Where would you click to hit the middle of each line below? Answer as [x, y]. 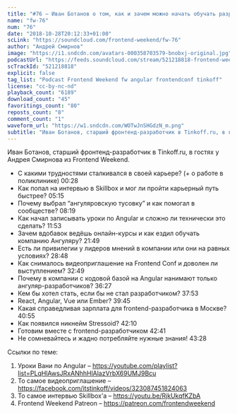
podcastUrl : [25, 60]
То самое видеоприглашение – [64, 381]
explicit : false [31, 73]
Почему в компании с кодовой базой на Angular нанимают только [117, 278]
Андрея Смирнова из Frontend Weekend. [69, 160]
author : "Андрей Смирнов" [45, 47]
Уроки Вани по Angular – [54, 366]
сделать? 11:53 [39, 226]
